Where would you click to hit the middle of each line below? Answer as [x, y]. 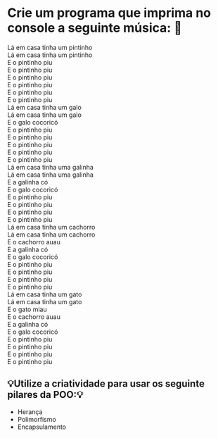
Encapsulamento [42, 427]
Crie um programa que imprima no [109, 13]
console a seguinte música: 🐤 [95, 28]
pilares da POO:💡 [45, 395]
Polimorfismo [37, 419]
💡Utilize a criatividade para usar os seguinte [106, 384]
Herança [30, 412]
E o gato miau [27, 309]
